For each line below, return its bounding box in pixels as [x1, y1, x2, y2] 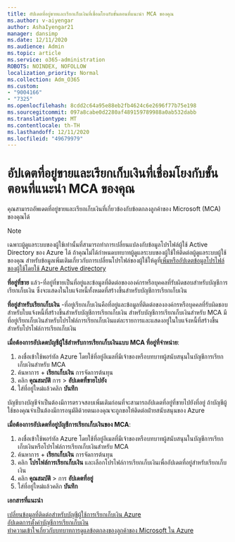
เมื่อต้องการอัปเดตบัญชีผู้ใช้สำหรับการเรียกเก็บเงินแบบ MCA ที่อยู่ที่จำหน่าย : [7, 338, 179, 347]
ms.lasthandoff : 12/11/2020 [7, 128, 90, 135]
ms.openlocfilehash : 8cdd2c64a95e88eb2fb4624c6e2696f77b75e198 [7, 102, 197, 109]
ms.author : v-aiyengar [7, 17, 74, 24]
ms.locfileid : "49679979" [7, 135, 83, 142]
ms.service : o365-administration [7, 56, 106, 64]
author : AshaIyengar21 [7, 23, 74, 30]
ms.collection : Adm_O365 [7, 76, 80, 83]
